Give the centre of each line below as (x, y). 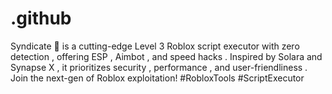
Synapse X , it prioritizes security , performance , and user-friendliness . (159, 67)
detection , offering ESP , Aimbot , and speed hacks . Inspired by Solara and (166, 56)
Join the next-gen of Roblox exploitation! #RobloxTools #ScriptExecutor (157, 78)
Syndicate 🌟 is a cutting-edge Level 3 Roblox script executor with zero (155, 46)
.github (41, 18)
